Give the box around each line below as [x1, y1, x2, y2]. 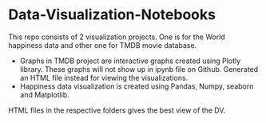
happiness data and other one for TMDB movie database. [8, 40, 197, 50]
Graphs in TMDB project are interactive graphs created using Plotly [19, 56, 241, 65]
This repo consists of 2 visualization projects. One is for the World [8, 32, 225, 42]
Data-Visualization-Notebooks [8, 6, 216, 24]
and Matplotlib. [19, 89, 69, 99]
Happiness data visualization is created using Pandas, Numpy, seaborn [19, 81, 254, 91]
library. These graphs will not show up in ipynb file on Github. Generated [19, 64, 259, 73]
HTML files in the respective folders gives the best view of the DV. [8, 105, 226, 115]
